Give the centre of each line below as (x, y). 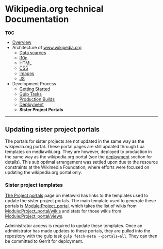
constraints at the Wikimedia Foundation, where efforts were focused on (77, 167)
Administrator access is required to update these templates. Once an (74, 226)
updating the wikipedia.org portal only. (44, 172)
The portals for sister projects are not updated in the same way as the (75, 141)
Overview (22, 42)
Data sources (33, 53)
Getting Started (34, 89)
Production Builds (37, 99)
